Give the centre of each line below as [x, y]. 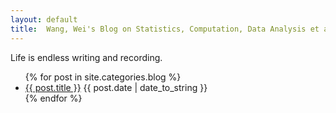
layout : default [44, 19]
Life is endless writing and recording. [86, 57]
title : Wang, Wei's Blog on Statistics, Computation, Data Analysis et [165, 29]
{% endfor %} [53, 98]
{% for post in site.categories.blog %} [103, 77]
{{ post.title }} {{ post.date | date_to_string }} [116, 87]
